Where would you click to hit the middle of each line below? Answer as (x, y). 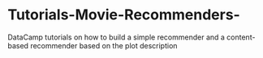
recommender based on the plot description (104, 45)
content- (241, 37)
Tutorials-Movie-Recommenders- (124, 15)
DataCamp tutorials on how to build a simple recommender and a (116, 37)
